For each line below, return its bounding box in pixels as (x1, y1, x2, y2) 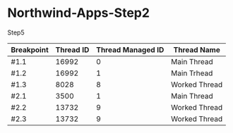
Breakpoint (11, 44, 49, 54)
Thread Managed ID (96, 44, 165, 54)
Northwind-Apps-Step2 (7, 5, 150, 21)
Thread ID (55, 44, 90, 54)
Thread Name (173, 44, 220, 54)
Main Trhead (170, 68, 213, 78)
